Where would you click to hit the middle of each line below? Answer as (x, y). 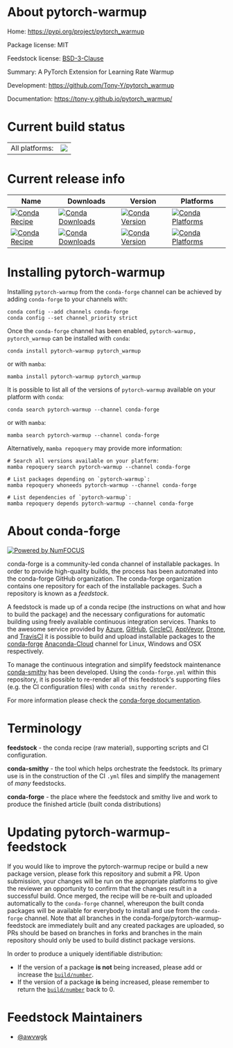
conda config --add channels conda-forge (68, 312)
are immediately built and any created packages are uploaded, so (131, 925)
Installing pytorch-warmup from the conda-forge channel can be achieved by (114, 291)
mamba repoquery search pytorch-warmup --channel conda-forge (99, 467)
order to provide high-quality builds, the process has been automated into (113, 571)
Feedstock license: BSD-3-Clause (55, 58)
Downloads (86, 201)
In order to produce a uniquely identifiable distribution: (85, 953)
